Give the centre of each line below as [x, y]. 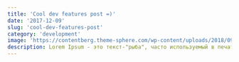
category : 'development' [44, 34]
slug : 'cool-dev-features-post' [55, 27]
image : [17, 41]
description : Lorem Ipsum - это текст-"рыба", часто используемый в [111, 47]
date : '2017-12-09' [36, 21]
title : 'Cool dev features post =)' [62, 14]
